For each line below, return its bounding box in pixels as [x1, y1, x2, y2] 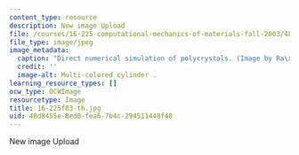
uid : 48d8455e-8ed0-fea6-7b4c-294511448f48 [9, 112, 174, 120]
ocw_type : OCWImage [9, 87, 82, 96]
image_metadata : [9, 46, 69, 55]
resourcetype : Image [9, 95, 86, 105]
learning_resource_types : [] [9, 79, 117, 88]
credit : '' [17, 63, 58, 72]
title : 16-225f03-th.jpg [9, 104, 101, 112]
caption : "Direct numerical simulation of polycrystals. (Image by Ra [17, 54, 285, 63]
